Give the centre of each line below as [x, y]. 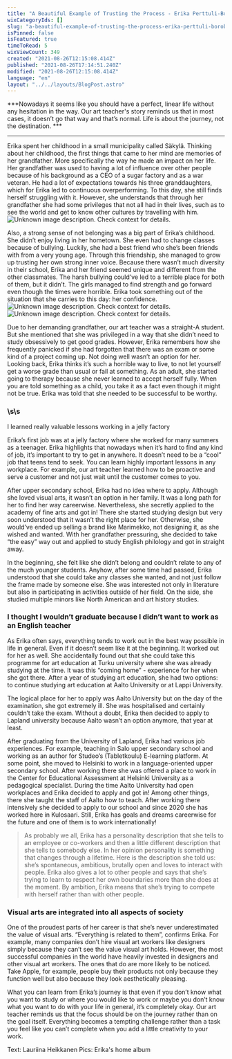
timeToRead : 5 [28, 46]
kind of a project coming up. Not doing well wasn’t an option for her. [104, 356]
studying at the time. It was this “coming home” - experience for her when [112, 670]
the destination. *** [35, 126]
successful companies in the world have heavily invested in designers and [113, 957]
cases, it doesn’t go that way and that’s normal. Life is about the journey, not [116, 119]
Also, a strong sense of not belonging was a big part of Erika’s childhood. [111, 233]
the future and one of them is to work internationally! [82, 822]
